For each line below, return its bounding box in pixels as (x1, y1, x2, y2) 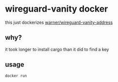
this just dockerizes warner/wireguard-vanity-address (5, 19, 113, 25)
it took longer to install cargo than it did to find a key (5, 46, 109, 52)
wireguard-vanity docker (5, 3, 108, 15)
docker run (5, 73, 27, 78)
